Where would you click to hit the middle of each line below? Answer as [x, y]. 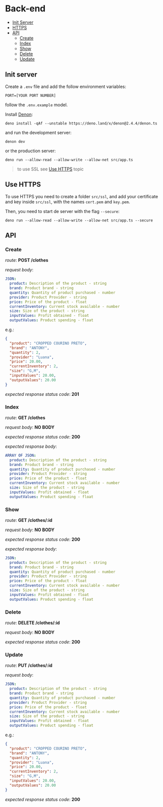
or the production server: [31, 151]
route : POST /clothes [27, 260]
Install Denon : [19, 114]
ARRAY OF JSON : [21, 455]
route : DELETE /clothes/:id [33, 623]
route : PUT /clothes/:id [29, 666]
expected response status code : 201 [42, 394]
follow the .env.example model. [36, 105]
